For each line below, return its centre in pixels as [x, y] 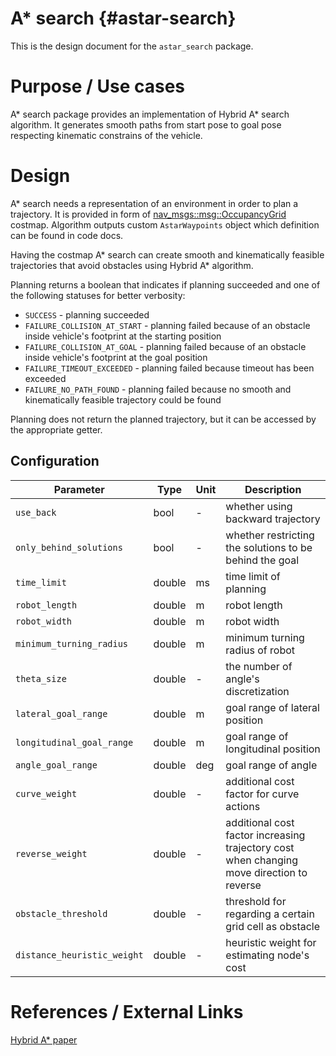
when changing [261, 860]
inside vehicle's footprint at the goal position [116, 357]
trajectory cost [260, 847]
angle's [242, 679]
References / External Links [127, 1011]
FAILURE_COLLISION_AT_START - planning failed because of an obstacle [167, 325]
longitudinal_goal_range [74, 742]
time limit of [253, 576]
